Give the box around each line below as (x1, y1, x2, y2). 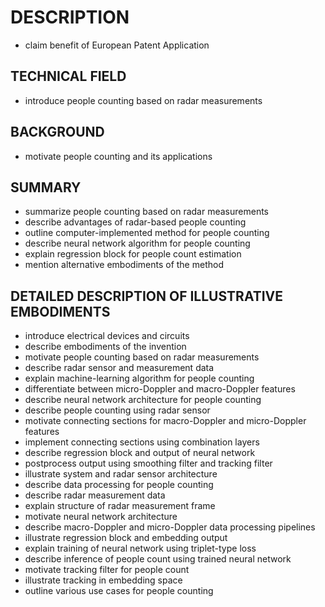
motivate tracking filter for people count (24, 564, 190, 576)
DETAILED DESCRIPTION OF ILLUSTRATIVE (10, 287, 284, 305)
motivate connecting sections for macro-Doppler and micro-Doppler (24, 415, 307, 427)
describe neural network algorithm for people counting (24, 237, 251, 250)
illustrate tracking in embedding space (24, 574, 183, 586)
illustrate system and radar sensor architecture (24, 468, 218, 480)
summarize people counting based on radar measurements (24, 206, 270, 218)
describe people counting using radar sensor (24, 404, 211, 416)
